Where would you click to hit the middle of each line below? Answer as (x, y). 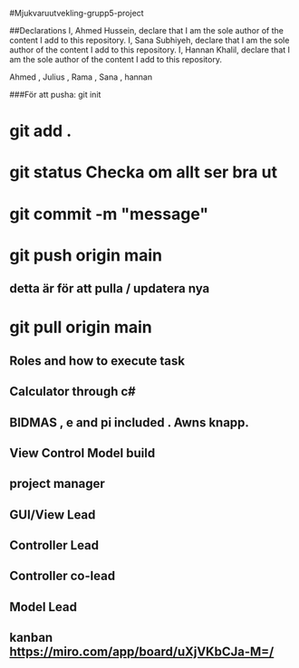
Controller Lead (54, 545)
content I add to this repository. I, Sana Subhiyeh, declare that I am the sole (149, 40)
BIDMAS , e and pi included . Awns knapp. (129, 422)
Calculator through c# (72, 391)
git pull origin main (81, 327)
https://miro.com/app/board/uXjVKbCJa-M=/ (142, 652)
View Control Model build (82, 453)
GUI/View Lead (53, 515)
